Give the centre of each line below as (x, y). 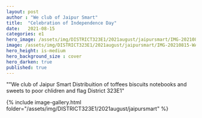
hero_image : (21, 40)
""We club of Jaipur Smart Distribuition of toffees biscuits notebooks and (96, 84)
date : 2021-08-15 (31, 28)
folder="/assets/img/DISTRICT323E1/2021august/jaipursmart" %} (87, 109)
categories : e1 (25, 34)
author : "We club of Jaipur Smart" (52, 17)
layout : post (23, 12)
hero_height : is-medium (36, 51)
